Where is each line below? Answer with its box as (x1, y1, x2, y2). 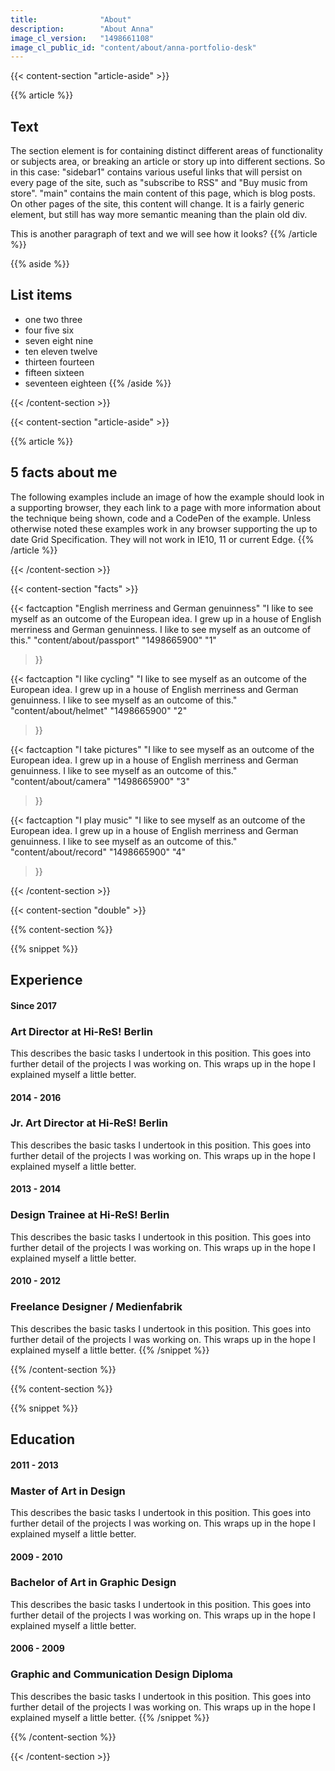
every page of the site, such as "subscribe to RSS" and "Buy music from (10, 177, 308, 189)
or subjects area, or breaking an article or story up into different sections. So (10, 156, 326, 168)
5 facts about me (10, 464, 118, 481)
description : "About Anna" (10, 24, 155, 34)
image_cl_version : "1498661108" (10, 33, 155, 43)
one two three (24, 313, 83, 325)
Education (10, 1431, 76, 1448)
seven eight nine (24, 334, 94, 346)
